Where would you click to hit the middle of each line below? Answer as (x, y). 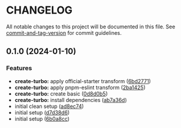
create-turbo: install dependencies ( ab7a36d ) (71, 100)
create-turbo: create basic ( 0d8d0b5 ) (61, 93)
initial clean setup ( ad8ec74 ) (49, 106)
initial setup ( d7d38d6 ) (42, 112)
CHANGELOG (39, 10)
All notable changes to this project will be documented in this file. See (91, 27)
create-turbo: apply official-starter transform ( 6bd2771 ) (83, 81)
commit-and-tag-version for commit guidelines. (64, 32)
